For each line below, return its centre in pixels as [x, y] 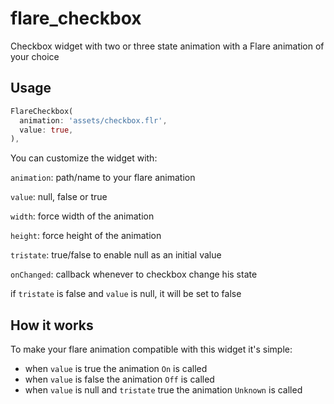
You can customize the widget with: [84, 158]
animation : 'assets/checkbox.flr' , [93, 120]
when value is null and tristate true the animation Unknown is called [163, 390]
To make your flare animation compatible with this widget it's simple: [151, 349]
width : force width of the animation [82, 216]
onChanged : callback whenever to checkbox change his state [134, 274]
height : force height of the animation [86, 236]
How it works [52, 325]
